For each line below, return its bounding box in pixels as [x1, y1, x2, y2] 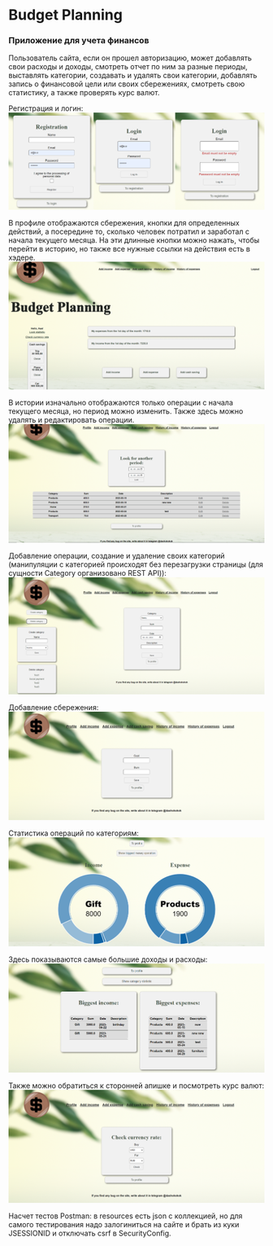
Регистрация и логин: [8, 103, 84, 113]
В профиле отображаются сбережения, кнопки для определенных [8, 217, 240, 227]
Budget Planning [8, 6, 123, 24]
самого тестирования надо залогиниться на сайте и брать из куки [8, 1220, 240, 1230]
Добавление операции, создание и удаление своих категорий [8, 551, 225, 561]
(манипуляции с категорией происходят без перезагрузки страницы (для [8, 559, 264, 569]
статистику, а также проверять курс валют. [8, 88, 160, 98]
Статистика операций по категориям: [8, 828, 140, 838]
